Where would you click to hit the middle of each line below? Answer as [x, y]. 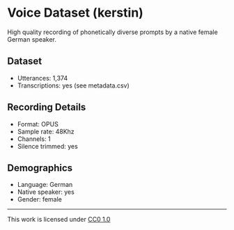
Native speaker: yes [46, 192]
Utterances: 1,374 [42, 78]
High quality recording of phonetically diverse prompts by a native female [112, 32]
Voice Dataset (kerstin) [76, 13]
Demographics [40, 168]
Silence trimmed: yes [47, 146]
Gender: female [40, 199]
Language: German [45, 185]
